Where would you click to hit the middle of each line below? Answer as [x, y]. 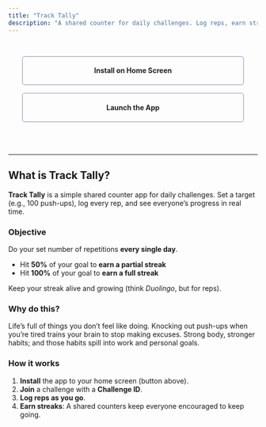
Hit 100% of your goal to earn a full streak [89, 273]
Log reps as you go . [52, 398]
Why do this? [34, 309]
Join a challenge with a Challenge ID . [81, 389]
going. [30, 414]
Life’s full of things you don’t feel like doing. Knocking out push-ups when [128, 326]
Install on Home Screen [133, 70]
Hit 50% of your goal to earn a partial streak [93, 265]
